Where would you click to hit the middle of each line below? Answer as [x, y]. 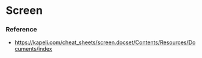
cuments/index [33, 49]
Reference [21, 30]
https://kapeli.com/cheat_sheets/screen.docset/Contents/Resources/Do [105, 42]
